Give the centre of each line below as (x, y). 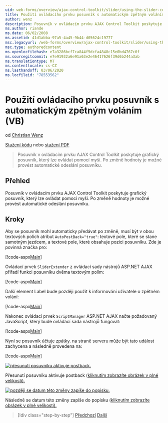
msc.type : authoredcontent (33, 47)
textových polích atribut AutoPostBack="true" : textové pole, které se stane (81, 237)
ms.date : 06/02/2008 (27, 33)
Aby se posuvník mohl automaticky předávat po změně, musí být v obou (79, 232)
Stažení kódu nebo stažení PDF (37, 145)
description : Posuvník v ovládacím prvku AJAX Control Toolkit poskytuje (84, 24)
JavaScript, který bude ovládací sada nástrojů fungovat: (63, 322)
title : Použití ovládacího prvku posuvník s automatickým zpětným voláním (85, 15)
